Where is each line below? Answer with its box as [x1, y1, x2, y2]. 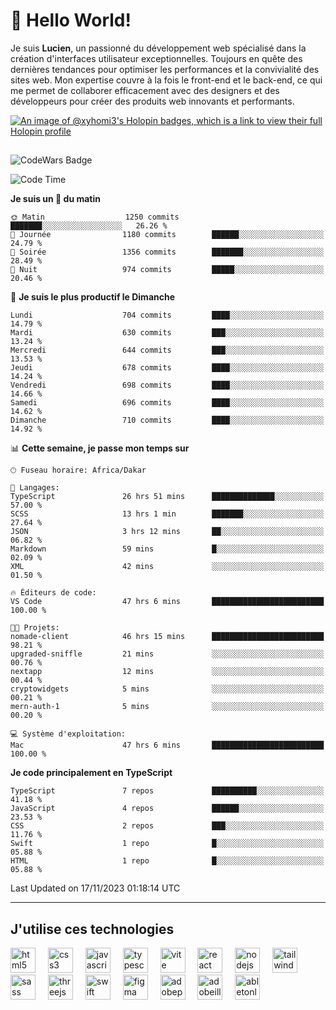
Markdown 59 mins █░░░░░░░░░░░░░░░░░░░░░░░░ [10, 544, 325, 554]
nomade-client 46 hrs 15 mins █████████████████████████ [10, 632, 325, 642]
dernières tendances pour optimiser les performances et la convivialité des [10, 63, 320, 75]
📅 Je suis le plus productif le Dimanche [10, 291, 176, 303]
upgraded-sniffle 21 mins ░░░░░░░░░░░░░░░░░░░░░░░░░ [10, 649, 325, 659]
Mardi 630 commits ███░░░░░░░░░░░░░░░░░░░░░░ [10, 328, 325, 338]
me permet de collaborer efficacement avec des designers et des [10, 84, 280, 96]
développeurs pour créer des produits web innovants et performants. [10, 95, 295, 107]
